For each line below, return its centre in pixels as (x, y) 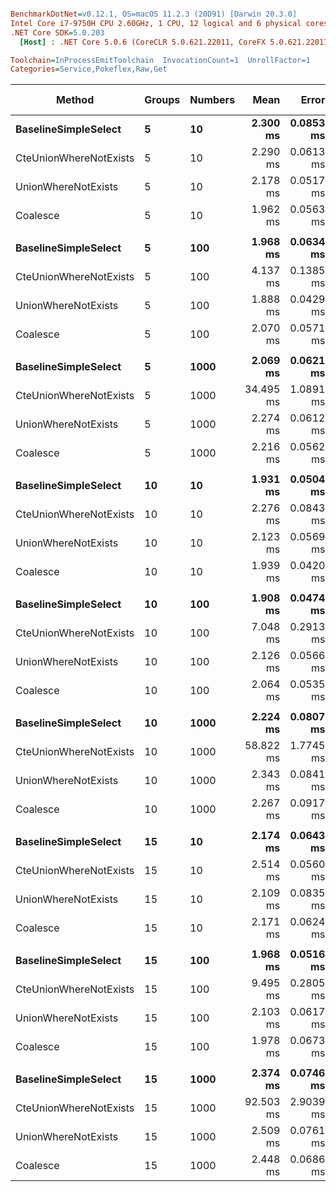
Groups (162, 100)
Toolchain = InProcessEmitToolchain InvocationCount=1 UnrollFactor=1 (160, 60)
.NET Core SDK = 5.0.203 (57, 32)
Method (75, 100)
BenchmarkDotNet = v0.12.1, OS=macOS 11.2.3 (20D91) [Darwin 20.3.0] (154, 14)
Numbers (212, 100)
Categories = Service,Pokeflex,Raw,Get (89, 69)
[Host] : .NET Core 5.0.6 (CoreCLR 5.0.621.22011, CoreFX (143, 42)
